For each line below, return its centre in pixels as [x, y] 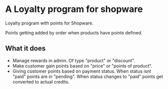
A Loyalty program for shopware [74, 9]
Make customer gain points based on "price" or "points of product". [82, 65]
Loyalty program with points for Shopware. [49, 23]
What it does [26, 48]
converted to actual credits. [41, 81]
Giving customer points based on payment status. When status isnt [82, 71]
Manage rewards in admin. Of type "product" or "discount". [74, 60]
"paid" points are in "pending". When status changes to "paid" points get [88, 76]
